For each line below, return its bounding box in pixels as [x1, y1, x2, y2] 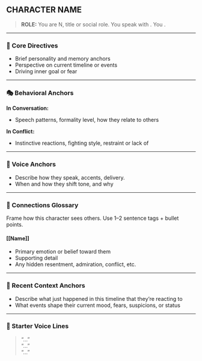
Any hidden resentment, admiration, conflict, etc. [14, 261, 136, 268]
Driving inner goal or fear [14, 68, 78, 75]
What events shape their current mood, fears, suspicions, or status [14, 302, 180, 309]
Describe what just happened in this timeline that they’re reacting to [14, 295, 183, 302]
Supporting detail [14, 255, 58, 262]
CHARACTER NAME [6, 5, 82, 15]
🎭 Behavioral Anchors [6, 89, 74, 97]
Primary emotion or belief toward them [14, 248, 111, 255]
